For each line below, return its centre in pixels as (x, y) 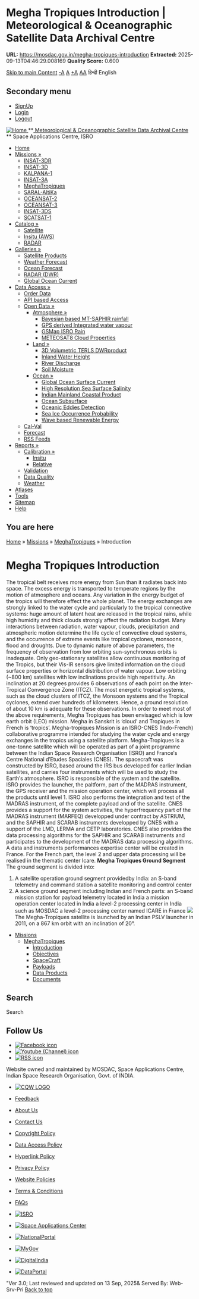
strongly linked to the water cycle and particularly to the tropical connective (99, 607)
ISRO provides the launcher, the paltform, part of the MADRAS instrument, (97, 784)
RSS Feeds (37, 439)
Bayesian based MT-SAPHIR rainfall (85, 318)
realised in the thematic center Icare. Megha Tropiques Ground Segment (96, 860)
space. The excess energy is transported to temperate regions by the (91, 588)
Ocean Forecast (43, 268)
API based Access (46, 299)
